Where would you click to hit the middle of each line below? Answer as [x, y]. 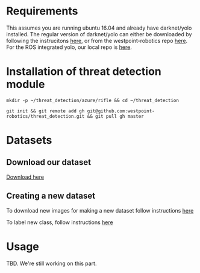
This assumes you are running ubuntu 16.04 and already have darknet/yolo [99, 28]
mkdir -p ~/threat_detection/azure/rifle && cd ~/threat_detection [93, 100]
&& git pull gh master [116, 116]
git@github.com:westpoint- [121, 111]
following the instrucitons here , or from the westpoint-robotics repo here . [97, 40]
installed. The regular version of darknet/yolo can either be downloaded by [99, 34]
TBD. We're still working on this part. [52, 263]
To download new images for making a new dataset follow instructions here [100, 210]
